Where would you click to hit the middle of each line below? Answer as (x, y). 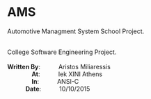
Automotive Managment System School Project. (76, 31)
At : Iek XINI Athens (67, 74)
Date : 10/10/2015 (58, 89)
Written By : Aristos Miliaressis (59, 66)
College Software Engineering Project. (62, 52)
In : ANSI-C (55, 81)
